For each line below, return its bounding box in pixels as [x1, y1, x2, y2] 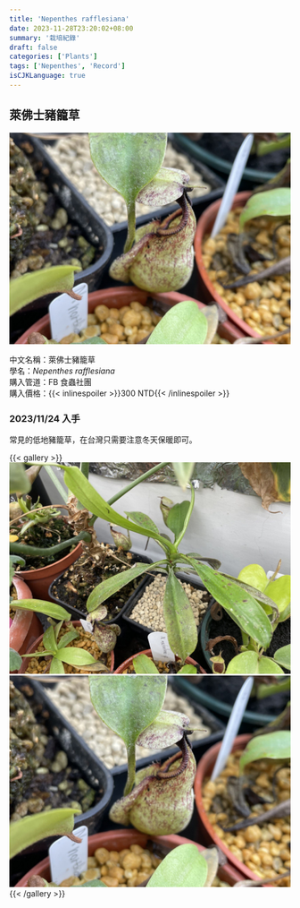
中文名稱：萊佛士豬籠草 [9, 354, 96, 364]
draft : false [9, 43, 58, 52]
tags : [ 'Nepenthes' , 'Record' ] [9, 62, 126, 71]
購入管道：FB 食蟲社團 [9, 376, 92, 387]
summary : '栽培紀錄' [9, 33, 80, 42]
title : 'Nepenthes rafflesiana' [9, 14, 129, 23]
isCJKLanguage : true [9, 72, 87, 81]
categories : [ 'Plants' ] [9, 52, 98, 62]
